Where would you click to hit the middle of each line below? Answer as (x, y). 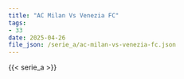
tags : (17, 23)
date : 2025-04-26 (37, 38)
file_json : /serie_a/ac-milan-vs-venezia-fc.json (92, 45)
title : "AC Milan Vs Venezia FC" (64, 15)
